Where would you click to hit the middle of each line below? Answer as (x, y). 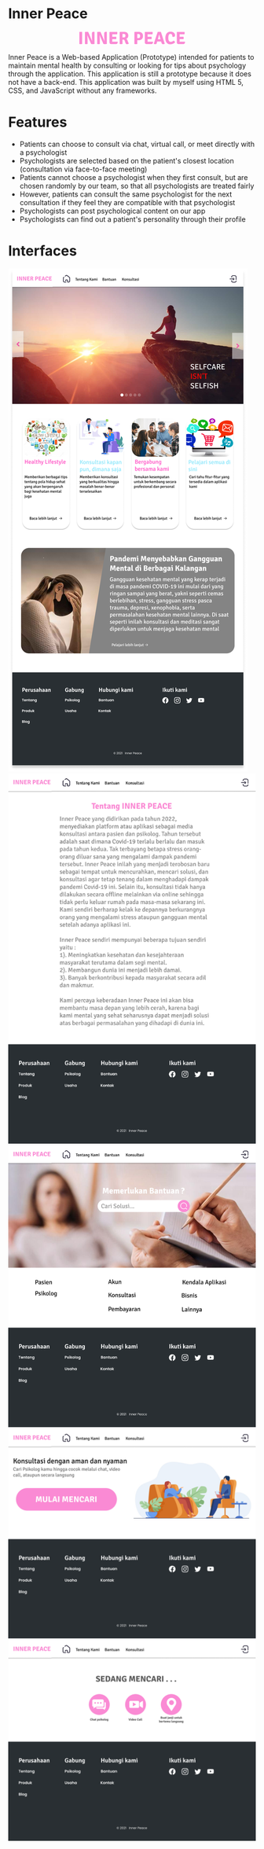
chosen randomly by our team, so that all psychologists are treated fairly (137, 186)
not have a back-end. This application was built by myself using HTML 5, (126, 82)
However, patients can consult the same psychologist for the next (126, 194)
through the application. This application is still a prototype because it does (130, 74)
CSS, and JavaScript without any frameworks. (82, 90)
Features (38, 122)
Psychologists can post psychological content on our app (112, 211)
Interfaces (42, 251)
